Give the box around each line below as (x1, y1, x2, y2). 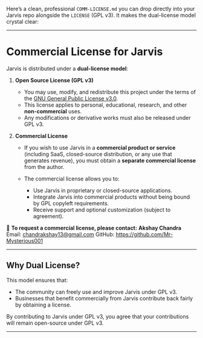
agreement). (33, 212, 64, 220)
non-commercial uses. (24, 107, 82, 114)
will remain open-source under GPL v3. (6, 319, 104, 326)
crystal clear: (6, 18, 39, 25)
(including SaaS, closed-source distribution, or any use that (24, 150, 172, 157)
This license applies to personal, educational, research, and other (24, 101, 187, 108)
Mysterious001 (6, 237, 43, 244)
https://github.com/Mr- (115, 230, 173, 238)
